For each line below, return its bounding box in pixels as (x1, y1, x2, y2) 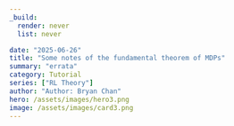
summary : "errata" (9, 62, 78, 71)
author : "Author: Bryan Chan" (9, 86, 122, 96)
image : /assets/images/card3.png (9, 103, 134, 112)
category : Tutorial (9, 70, 82, 80)
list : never (17, 29, 63, 38)
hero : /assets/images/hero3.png (9, 95, 130, 104)
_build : (9, 12, 38, 22)
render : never (17, 21, 70, 30)
